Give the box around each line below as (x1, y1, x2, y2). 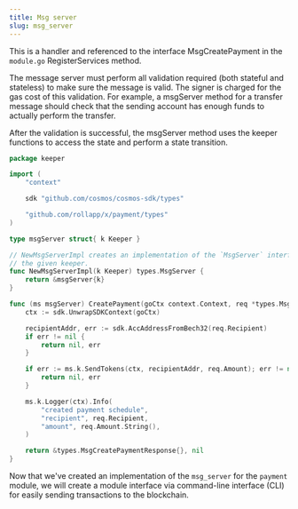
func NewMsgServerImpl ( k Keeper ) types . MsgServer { (9, 267, 204, 276)
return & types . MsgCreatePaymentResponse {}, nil (25, 446, 204, 456)
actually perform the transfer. (9, 110, 117, 121)
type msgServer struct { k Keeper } (9, 235, 141, 243)
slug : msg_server (9, 21, 74, 30)
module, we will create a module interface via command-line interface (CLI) (9, 481, 286, 490)
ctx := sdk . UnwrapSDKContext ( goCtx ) (25, 307, 161, 316)
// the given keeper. (9, 258, 90, 267)
